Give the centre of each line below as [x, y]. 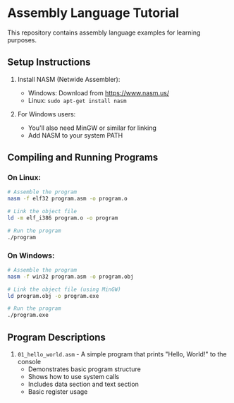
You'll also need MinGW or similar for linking [92, 128]
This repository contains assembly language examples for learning [104, 32]
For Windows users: [47, 114]
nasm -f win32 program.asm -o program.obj [70, 277]
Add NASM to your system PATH [75, 135]
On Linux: [24, 178]
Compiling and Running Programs [83, 158]
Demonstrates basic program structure [84, 369]
